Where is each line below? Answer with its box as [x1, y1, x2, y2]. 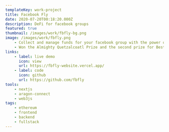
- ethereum [14, 105, 37, 110]
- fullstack [14, 119, 39, 124]
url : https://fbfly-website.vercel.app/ [18, 63, 105, 68]
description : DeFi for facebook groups [5, 21, 89, 27]
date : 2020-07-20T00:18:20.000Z [5, 17, 73, 22]
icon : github [18, 73, 46, 78]
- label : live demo [14, 54, 55, 59]
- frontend [14, 110, 37, 115]
